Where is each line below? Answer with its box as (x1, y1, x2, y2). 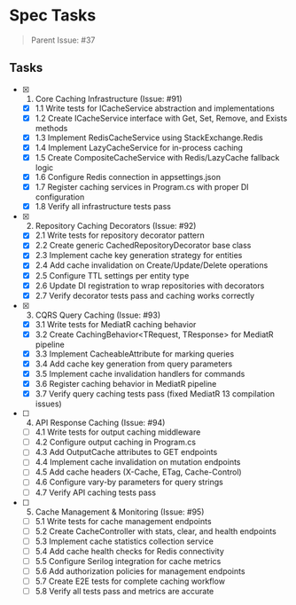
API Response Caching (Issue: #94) (35, 418, 166, 428)
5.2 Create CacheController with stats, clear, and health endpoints (35, 525, 277, 537)
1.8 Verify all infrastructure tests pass (35, 201, 171, 212)
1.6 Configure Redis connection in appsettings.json (35, 172, 222, 183)
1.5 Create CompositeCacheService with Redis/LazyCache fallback (35, 153, 280, 162)
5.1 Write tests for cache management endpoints (35, 515, 212, 526)
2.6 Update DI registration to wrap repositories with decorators (35, 280, 265, 291)
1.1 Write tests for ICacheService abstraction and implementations (35, 103, 275, 114)
